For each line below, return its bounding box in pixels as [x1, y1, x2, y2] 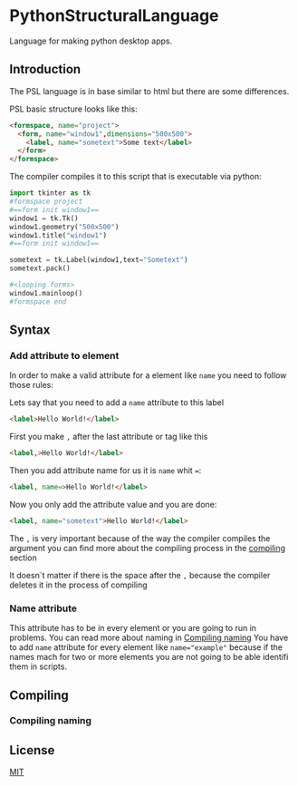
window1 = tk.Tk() [9, 214, 79, 223]
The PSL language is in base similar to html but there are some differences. [9, 85, 290, 96]
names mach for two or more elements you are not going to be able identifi [9, 652, 289, 663]
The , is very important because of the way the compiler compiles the [9, 532, 271, 544]
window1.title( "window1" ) [9, 230, 107, 240]
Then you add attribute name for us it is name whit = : [9, 465, 202, 476]
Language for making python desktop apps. [9, 35, 173, 46]
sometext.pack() [9, 264, 71, 273]
